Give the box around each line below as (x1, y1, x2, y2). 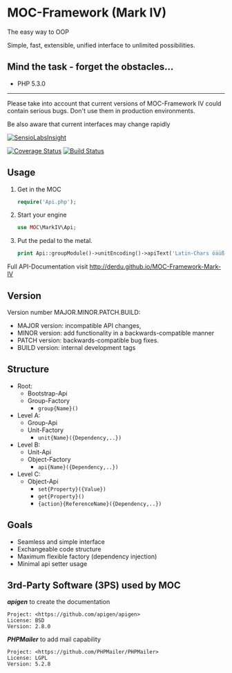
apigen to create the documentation (7, 598, 110, 606)
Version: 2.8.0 (7, 623, 51, 630)
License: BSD (7, 617, 45, 624)
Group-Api (27, 418, 57, 427)
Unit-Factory (27, 426, 64, 434)
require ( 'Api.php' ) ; (17, 198, 77, 205)
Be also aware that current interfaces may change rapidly (7, 119, 171, 128)
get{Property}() (37, 493, 85, 500)
